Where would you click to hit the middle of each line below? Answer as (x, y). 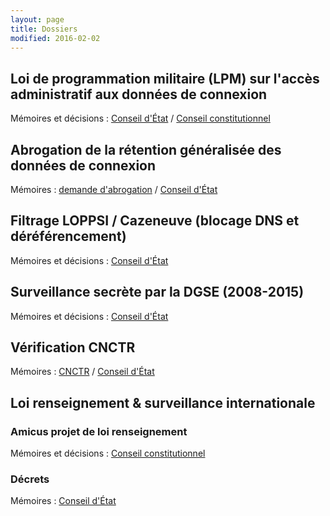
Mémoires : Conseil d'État (63, 501)
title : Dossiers (44, 29)
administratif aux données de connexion (139, 94)
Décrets (30, 479)
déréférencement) (68, 236)
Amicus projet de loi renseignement (99, 431)
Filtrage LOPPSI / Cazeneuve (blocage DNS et (155, 221)
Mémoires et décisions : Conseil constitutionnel (108, 453)
